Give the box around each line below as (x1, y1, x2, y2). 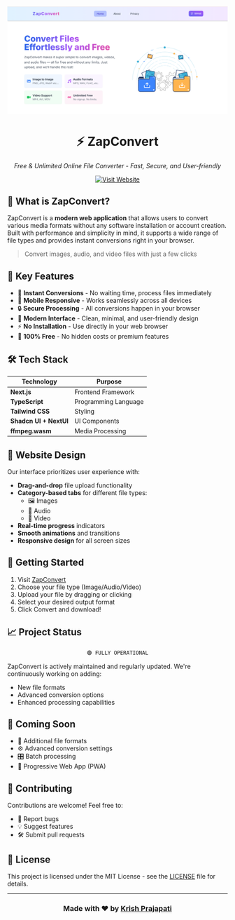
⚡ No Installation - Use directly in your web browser (17, 322, 169, 331)
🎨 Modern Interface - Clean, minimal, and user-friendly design (17, 314, 199, 323)
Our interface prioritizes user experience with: (7, 468, 140, 476)
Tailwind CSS (10, 407, 50, 416)
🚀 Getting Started (7, 557, 85, 569)
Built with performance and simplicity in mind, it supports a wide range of (7, 229, 219, 237)
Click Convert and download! (17, 605, 101, 614)
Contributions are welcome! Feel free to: (7, 801, 124, 810)
